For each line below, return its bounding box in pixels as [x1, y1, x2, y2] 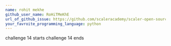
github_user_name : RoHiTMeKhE [5, 12, 70, 17]
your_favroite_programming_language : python [5, 21, 101, 26]
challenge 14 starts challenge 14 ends [5, 35, 84, 41]
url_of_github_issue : [5, 16, 51, 21]
